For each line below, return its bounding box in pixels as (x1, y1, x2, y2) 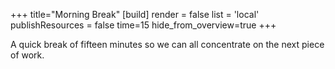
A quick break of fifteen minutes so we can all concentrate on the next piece (10, 39, 325, 50)
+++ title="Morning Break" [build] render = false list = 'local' (10, 9, 260, 20)
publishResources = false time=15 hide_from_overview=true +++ (10, 19, 277, 31)
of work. (10, 49, 45, 61)
